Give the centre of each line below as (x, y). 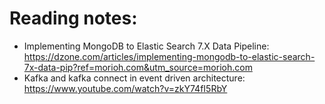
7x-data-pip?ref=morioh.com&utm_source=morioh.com (138, 67)
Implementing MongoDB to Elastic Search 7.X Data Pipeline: (146, 46)
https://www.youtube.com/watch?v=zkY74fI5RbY (125, 88)
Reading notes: (73, 18)
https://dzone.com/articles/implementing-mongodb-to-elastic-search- (169, 56)
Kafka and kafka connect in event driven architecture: (134, 78)
